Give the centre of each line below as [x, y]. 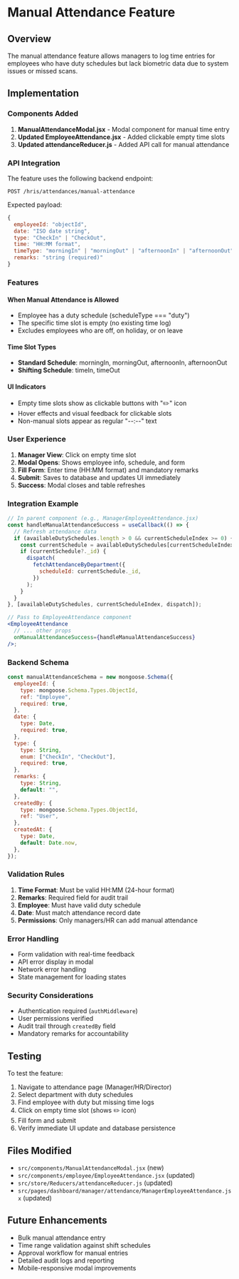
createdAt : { [33, 830]
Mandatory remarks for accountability [73, 1034]
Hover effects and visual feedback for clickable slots [95, 413]
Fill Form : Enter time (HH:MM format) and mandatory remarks [108, 470]
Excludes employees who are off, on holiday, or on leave [100, 331]
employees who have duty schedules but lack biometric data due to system [118, 63]
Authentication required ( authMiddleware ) [78, 1011]
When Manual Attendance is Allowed [63, 300]
